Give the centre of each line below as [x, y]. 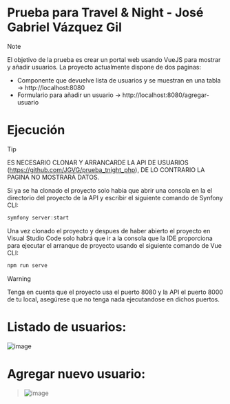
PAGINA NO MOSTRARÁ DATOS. [53, 177]
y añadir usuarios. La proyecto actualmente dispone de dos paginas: [104, 67]
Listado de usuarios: [67, 327]
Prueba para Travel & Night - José [105, 13]
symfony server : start [38, 217]
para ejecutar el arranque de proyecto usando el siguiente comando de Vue [115, 245]
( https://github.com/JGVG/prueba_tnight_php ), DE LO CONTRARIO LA [106, 169]
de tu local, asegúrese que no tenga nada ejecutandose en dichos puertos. [114, 299]
